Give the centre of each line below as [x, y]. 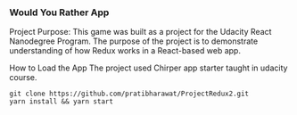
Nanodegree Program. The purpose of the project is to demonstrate [134, 41]
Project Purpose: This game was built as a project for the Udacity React [140, 32]
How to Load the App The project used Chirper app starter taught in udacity [148, 68]
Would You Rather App [59, 12]
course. [23, 78]
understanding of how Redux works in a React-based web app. [125, 51]
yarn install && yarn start [62, 102]
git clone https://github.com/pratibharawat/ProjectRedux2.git [129, 94]
